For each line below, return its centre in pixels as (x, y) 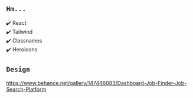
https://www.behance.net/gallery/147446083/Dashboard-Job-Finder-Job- (97, 83)
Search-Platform (26, 89)
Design (18, 69)
